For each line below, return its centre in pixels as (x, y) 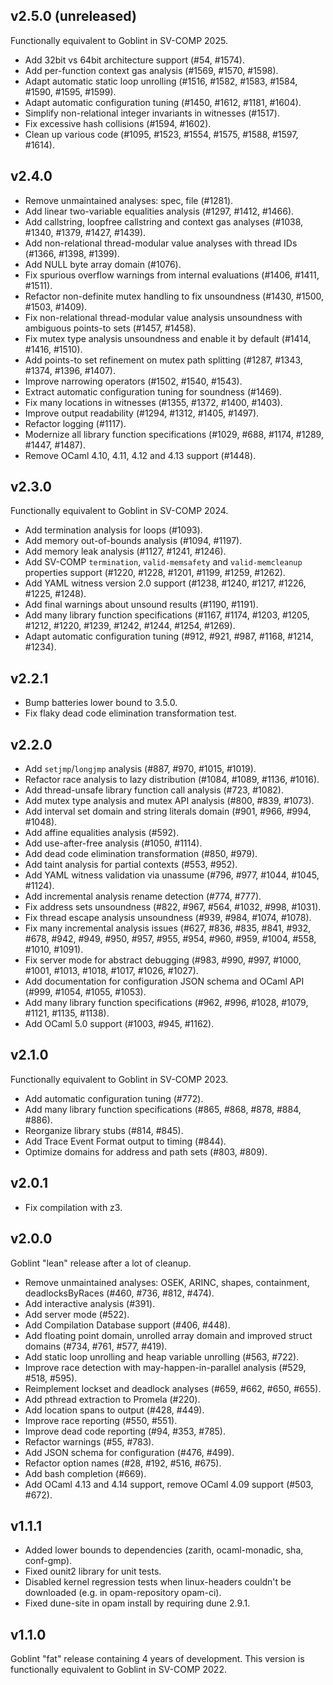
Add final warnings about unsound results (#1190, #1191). (141, 605)
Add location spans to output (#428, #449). (114, 1410)
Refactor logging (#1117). (75, 423)
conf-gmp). (48, 1561)
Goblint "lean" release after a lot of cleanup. (101, 1263)
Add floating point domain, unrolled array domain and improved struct (168, 1335)
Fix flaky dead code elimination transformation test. (130, 713)
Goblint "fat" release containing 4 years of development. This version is (157, 1659)
